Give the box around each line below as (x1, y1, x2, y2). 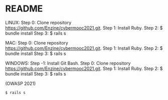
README (5, 3, 43, 14)
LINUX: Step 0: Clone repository (5, 19, 72, 25)
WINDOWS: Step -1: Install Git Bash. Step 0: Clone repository (5, 60, 131, 66)
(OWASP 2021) (5, 80, 36, 86)
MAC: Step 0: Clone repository (5, 39, 69, 45)
